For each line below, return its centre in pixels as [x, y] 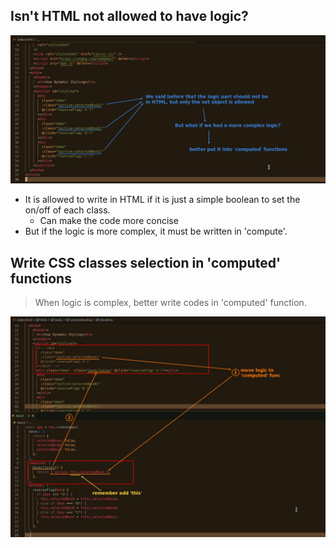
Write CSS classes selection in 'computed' [146, 262]
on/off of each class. [67, 210]
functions [41, 278]
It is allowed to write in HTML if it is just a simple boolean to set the [162, 200]
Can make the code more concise [109, 221]
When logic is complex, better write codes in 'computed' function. [170, 303]
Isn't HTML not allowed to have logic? [129, 16]
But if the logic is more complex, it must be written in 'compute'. [156, 231]
